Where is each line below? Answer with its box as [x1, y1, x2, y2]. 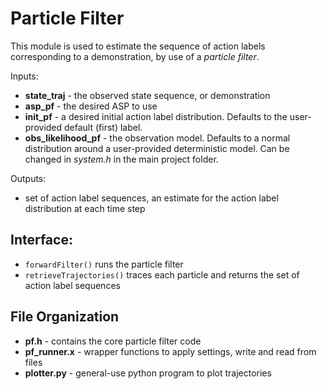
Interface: [10, 232, 73, 249]
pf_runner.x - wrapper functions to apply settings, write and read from [24, 345, 317, 357]
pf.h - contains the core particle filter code [24, 335, 202, 347]
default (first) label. [64, 121, 143, 133]
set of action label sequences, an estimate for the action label [24, 192, 279, 204]
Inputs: [10, 70, 39, 82]
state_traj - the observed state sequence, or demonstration [24, 89, 271, 101]
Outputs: [10, 172, 47, 184]
